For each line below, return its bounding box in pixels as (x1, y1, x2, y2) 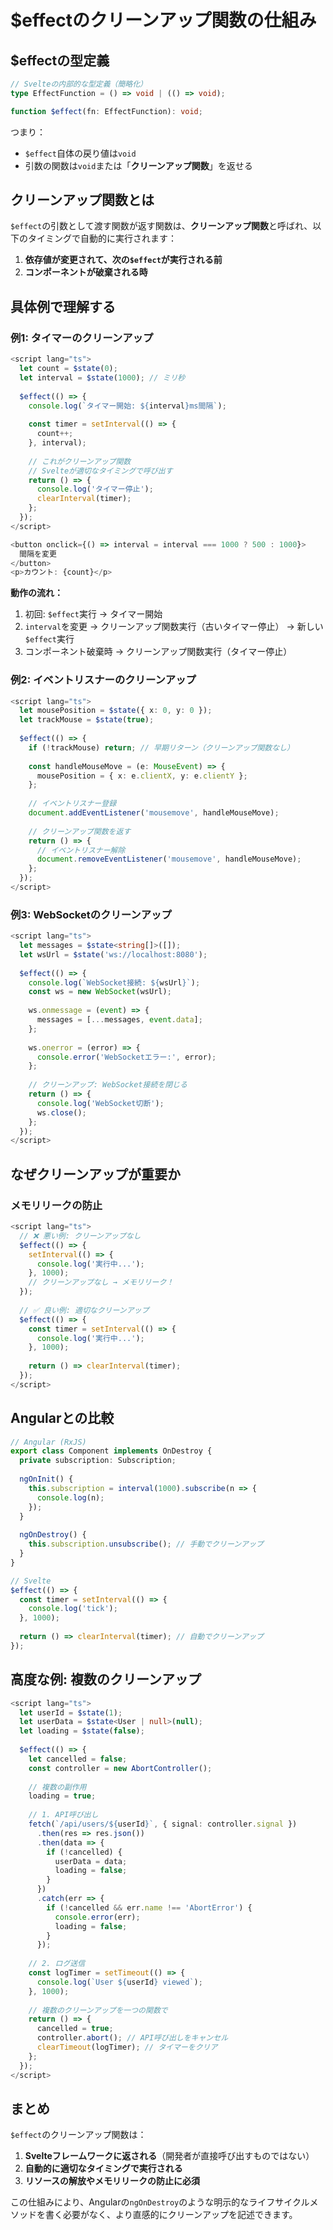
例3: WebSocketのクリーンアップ (10, 907, 172, 921)
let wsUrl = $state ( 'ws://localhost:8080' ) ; (19, 949, 208, 960)
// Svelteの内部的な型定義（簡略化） (10, 79, 148, 89)
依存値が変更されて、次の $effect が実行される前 (24, 254, 223, 266)
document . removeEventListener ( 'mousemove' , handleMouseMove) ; (36, 854, 302, 865)
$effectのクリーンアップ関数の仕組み (10, 9, 317, 32)
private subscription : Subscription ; (19, 1456, 177, 1466)
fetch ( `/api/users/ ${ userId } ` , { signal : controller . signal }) (28, 1819, 298, 1830)
